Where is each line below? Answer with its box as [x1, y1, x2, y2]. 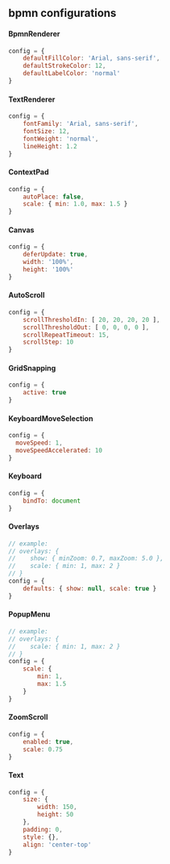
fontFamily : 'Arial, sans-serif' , [23, 120, 139, 128]
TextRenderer [8, 94, 56, 104]
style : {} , [23, 833, 60, 841]
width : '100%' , [23, 258, 74, 266]
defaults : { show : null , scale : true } [23, 584, 157, 592]
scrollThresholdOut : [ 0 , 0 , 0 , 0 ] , [23, 323, 150, 332]
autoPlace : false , [23, 193, 85, 201]
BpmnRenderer [8, 28, 60, 39]
